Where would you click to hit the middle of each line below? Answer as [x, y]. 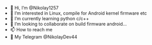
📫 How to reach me [31, 30]
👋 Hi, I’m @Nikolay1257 [34, 8]
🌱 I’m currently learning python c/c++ [49, 18]
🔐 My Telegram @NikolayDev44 [44, 37]
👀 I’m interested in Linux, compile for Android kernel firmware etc [78, 13]
